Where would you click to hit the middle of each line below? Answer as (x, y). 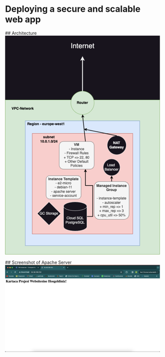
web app (23, 19)
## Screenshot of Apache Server (39, 262)
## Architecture (21, 33)
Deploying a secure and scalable (73, 9)
